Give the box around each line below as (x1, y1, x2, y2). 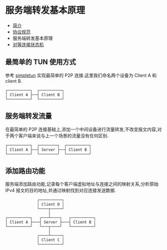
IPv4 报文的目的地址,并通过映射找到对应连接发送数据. (5, 188, 116, 194)
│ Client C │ (37, 237, 65, 243)
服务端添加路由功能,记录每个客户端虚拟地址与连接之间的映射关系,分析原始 (5, 181, 159, 187)
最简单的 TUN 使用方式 (5, 58, 76, 67)
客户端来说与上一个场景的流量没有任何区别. (18, 133, 109, 139)
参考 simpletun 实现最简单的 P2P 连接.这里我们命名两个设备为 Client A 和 (5, 72, 157, 78)
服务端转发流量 (5, 112, 52, 120)
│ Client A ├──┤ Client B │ (5, 92, 65, 97)
